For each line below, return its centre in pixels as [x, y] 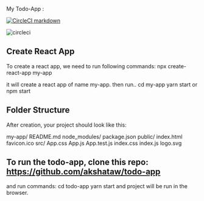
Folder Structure [38, 110]
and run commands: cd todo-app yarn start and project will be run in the [97, 186]
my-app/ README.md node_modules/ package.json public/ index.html [94, 136]
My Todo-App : [25, 9]
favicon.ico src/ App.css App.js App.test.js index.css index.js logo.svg [94, 143]
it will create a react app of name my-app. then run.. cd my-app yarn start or [102, 84]
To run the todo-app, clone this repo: [77, 162]
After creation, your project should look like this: [66, 125]
